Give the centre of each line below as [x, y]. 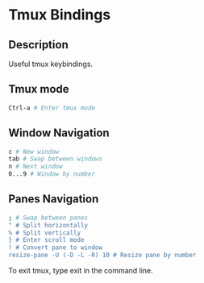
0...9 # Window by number [52, 174]
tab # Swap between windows [56, 159]
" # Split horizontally [48, 225]
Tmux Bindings [60, 15]
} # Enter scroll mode [46, 240]
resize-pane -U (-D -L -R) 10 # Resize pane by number [102, 256]
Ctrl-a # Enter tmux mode [52, 108]
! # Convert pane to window [56, 248]
